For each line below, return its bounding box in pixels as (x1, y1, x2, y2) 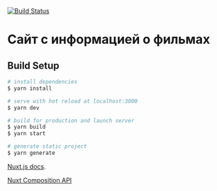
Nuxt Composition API (7, 175, 72, 184)
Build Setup (7, 59, 60, 71)
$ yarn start (7, 130, 46, 137)
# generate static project (7, 143, 87, 150)
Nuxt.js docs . (7, 162, 46, 170)
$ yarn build (7, 124, 46, 131)
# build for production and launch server (7, 117, 135, 124)
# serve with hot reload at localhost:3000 (7, 98, 138, 105)
